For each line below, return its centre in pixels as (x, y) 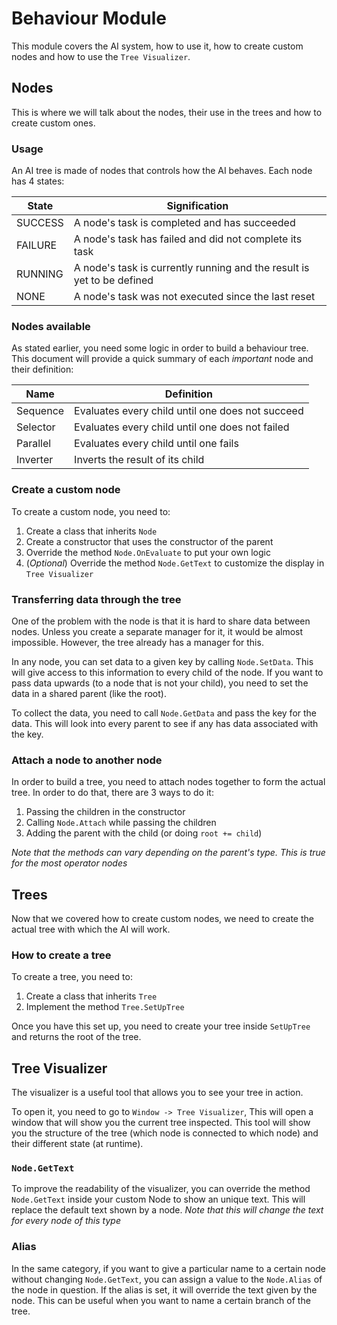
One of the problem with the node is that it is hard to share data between (161, 621)
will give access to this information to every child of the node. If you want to (167, 672)
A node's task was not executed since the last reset (194, 297)
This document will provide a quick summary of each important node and (162, 359)
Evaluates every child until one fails (156, 444)
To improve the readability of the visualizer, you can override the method (161, 1189)
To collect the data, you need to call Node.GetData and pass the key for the (164, 713)
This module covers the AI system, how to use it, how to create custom (157, 46)
